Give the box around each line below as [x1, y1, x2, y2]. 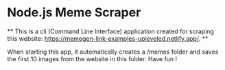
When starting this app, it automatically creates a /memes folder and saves [7, 48, 219, 56]
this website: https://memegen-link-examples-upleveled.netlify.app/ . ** [7, 34, 209, 42]
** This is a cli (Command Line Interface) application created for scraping [7, 27, 215, 35]
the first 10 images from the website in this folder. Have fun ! [7, 54, 178, 63]
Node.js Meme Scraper [7, 5, 141, 20]
